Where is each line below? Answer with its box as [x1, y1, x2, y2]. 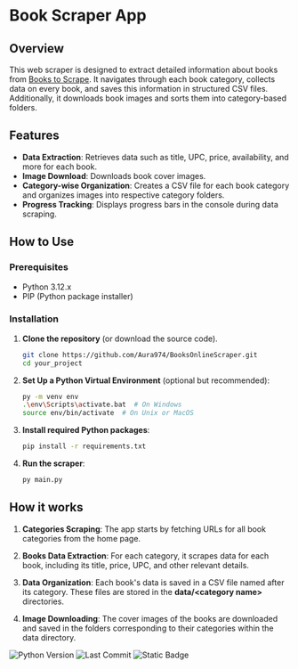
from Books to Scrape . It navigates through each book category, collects [9, 74, 276, 85]
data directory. [21, 632, 77, 642]
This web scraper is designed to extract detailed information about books [9, 64, 278, 75]
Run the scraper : [21, 458, 85, 469]
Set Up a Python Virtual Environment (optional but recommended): [21, 375, 270, 386]
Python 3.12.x [21, 281, 72, 292]
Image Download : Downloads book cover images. [21, 170, 206, 181]
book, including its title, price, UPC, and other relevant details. [21, 559, 249, 570]
